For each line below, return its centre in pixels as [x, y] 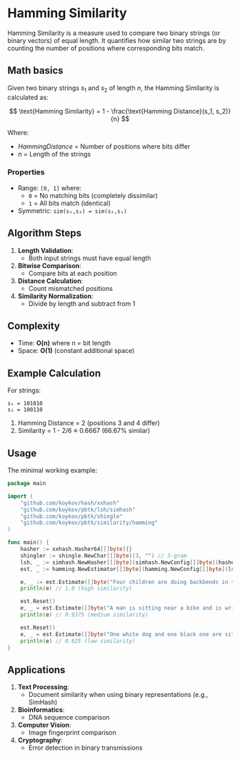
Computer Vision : [44, 725]
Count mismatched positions [70, 288]
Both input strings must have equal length [90, 258]
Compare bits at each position [73, 273]
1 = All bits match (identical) [69, 203]
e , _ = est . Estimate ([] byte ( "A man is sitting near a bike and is [121, 608]
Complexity [34, 326]
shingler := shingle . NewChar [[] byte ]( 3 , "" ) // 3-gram [104, 555]
